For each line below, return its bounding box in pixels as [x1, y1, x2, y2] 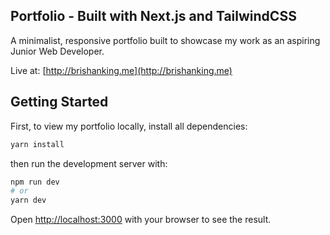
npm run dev [10, 177, 60, 187]
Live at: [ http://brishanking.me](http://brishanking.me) [10, 64, 233, 76]
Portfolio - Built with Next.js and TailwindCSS [10, 8, 297, 25]
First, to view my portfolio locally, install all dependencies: [10, 120, 248, 132]
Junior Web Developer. [10, 45, 105, 57]
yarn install [10, 139, 65, 149]
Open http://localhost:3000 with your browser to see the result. [10, 214, 272, 226]
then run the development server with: [10, 157, 168, 169]
